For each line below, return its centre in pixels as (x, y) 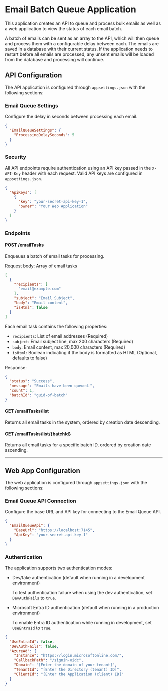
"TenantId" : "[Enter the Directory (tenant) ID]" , (68, 670)
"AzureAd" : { (23, 651)
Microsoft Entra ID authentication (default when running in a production (86, 607)
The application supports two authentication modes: (59, 568)
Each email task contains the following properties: (56, 326)
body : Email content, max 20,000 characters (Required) (69, 347)
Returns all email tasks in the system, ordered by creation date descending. (83, 422)
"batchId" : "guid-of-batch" (39, 395)
